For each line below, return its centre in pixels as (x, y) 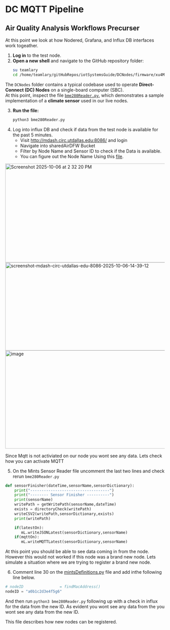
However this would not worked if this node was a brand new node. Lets (80, 557)
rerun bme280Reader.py (36, 476)
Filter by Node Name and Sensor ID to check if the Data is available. (91, 151)
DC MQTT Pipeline (45, 9)
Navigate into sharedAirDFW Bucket (58, 145)
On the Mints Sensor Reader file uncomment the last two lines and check (89, 471)
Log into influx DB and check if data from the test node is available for (85, 129)
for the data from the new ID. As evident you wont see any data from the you (85, 606)
